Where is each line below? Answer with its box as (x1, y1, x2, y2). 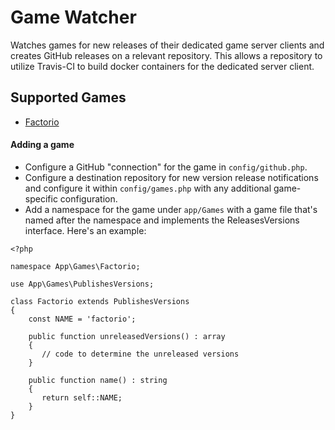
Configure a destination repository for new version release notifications (24, 171, 319, 183)
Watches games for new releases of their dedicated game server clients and (10, 39, 325, 51)
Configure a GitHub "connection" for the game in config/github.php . (24, 161, 308, 173)
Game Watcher (10, 6, 137, 29)
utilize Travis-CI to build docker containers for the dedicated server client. (10, 60, 315, 72)
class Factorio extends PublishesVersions (10, 296, 190, 306)
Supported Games (10, 89, 127, 106)
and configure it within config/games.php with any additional (24, 182, 272, 194)
